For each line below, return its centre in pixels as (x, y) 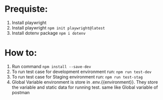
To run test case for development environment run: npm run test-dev (81, 72)
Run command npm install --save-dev (51, 66)
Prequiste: (26, 9)
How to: (21, 53)
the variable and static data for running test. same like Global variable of (85, 87)
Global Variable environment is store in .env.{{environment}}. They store (85, 82)
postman (21, 92)
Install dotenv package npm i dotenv (49, 33)
